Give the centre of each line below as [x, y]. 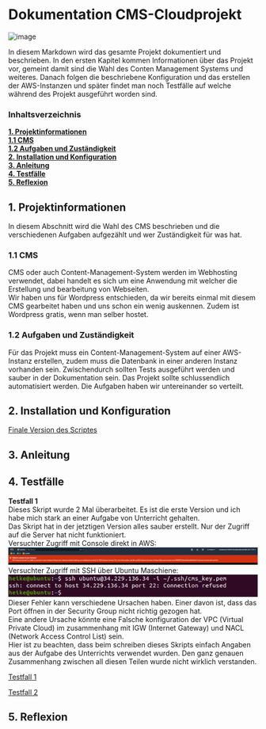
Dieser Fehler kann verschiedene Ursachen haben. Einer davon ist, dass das [133, 602]
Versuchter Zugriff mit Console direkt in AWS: [82, 543]
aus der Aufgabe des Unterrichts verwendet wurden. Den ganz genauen [126, 653]
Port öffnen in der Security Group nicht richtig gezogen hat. [105, 611]
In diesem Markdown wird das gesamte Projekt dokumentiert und [115, 52]
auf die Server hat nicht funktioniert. [67, 534]
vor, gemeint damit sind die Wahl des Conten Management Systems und [126, 68]
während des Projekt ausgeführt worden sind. [83, 94]
